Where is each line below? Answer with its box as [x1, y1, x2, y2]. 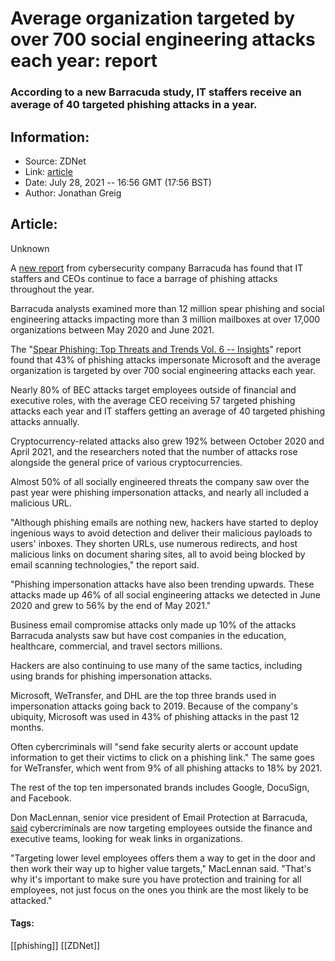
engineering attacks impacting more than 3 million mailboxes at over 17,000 [10, 313, 321, 325]
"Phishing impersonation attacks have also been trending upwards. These [10, 578, 315, 590]
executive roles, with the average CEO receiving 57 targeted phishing [10, 394, 296, 406]
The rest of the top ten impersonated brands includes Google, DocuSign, [10, 781, 310, 793]
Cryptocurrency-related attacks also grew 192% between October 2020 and [10, 435, 325, 447]
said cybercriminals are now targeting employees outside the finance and [10, 822, 313, 834]
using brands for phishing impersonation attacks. [10, 670, 213, 682]
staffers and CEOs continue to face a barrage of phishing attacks [10, 272, 278, 284]
